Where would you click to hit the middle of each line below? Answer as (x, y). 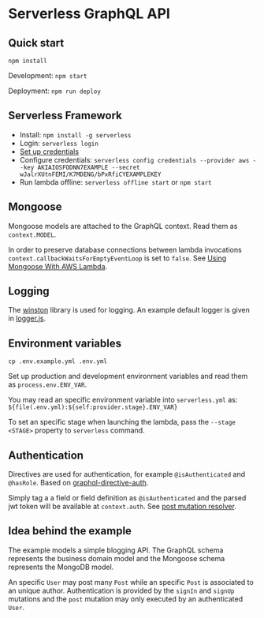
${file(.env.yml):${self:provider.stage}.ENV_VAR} (93, 407)
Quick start (36, 43)
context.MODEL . (32, 234)
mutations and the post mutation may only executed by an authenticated (125, 599)
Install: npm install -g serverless (75, 134)
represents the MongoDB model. (61, 567)
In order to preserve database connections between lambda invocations (125, 249)
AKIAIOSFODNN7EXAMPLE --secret (89, 167)
